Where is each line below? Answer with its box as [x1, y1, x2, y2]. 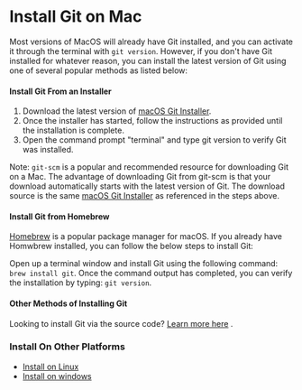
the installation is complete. [22, 125, 124, 136]
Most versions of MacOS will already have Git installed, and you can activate [9, 36, 294, 47]
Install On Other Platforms [9, 340, 126, 353]
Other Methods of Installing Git [9, 298, 128, 309]
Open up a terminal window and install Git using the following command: [9, 258, 279, 269]
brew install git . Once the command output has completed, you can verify [9, 268, 293, 279]
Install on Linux [22, 361, 79, 372]
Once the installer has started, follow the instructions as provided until [22, 116, 283, 126]
